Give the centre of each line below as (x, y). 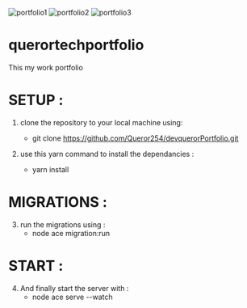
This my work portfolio (46, 67)
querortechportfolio (76, 45)
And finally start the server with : (74, 288)
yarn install (50, 169)
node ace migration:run (71, 233)
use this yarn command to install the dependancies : (107, 154)
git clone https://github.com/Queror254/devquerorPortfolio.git (135, 138)
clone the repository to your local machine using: (101, 122)
